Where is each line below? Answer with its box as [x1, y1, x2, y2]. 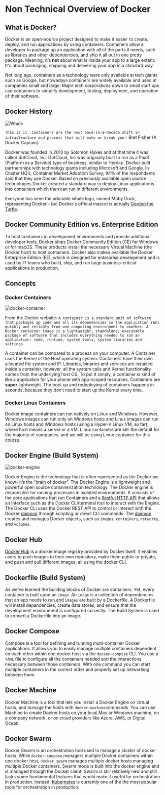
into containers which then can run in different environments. [5, 186, 129, 192]
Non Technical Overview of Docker [5, 3, 151, 15]
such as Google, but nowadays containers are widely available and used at [5, 78, 157, 83]
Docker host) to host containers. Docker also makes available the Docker [5, 249, 153, 255]
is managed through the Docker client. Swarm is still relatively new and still [5, 768, 157, 774]
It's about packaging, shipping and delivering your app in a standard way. [5, 63, 154, 68]
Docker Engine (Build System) [5, 451, 99, 460]
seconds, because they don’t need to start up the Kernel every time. [5, 387, 143, 393]
